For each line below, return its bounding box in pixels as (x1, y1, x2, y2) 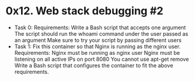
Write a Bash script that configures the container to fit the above (14, 61, 173, 69)
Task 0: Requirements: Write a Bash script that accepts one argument (14, 24, 187, 31)
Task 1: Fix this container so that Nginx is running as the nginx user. (14, 43, 181, 50)
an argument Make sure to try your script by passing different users (14, 36, 182, 43)
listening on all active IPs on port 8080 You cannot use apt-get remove (14, 55, 190, 63)
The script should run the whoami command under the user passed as (14, 30, 188, 37)
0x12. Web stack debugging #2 (5, 4, 164, 18)
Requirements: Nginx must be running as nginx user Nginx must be (14, 49, 181, 56)
